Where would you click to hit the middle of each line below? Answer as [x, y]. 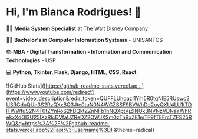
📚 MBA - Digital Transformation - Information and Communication [89, 51]
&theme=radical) [134, 130]
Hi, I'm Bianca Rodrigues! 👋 [74, 12]
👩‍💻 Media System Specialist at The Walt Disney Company [77, 28]
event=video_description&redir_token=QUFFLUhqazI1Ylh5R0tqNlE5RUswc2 [98, 98]
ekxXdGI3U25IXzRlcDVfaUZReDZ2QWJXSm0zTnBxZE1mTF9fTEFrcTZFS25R [99, 117]
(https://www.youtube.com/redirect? [50, 92]
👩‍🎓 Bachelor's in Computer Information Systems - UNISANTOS [85, 40]
